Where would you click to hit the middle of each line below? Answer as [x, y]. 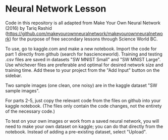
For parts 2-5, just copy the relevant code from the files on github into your [83, 100]
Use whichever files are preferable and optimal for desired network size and [84, 65]
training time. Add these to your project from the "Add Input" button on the [82, 70]
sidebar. [14, 75]
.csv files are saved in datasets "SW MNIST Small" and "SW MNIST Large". [83, 59]
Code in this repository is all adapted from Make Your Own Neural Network [83, 23]
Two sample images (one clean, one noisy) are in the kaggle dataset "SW [81, 85]
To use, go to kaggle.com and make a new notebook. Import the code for [81, 49]
